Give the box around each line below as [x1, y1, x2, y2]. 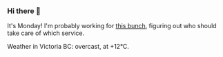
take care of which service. [7, 29, 85, 37]
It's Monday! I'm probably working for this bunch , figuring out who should [7, 22, 217, 30]
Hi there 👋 [7, 6, 41, 16]
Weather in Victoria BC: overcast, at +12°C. [7, 43, 130, 51]
